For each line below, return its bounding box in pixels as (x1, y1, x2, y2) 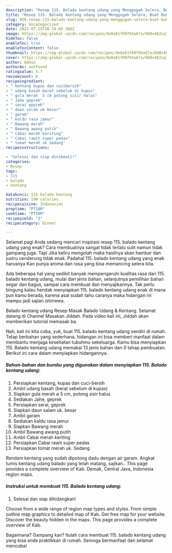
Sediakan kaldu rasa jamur (13, 418, 69, 424)
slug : (6, 17, 17, 22)
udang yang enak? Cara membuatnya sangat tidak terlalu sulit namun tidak (6, 245, 163, 251)
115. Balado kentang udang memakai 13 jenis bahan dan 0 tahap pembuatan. (6, 345, 166, 351)
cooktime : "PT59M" (6, 211, 45, 216)
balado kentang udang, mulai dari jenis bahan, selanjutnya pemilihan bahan (6, 276, 164, 282)
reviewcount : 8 (6, 74, 38, 79)
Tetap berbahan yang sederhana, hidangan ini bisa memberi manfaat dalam (6, 334, 165, 340)
